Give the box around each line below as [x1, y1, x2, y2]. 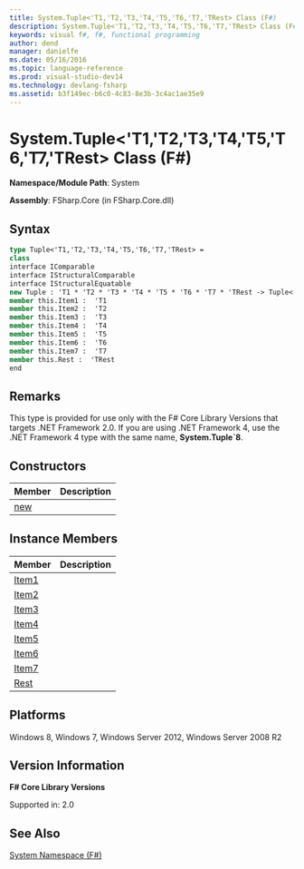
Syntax [9, 221, 51, 237]
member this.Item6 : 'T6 [9, 337, 107, 347]
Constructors [9, 458, 87, 474]
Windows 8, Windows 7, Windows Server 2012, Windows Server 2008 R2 [9, 731, 282, 742]
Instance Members [9, 532, 118, 547]
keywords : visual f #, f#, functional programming [9, 30, 201, 39]
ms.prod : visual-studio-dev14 [9, 73, 124, 82]
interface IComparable [9, 262, 95, 271]
